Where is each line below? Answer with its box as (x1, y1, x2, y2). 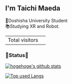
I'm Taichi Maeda (5, 4, 61, 13)
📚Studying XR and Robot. (5, 23, 60, 29)
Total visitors (8, 36, 39, 44)
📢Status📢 (5, 52, 29, 59)
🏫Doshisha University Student (5, 17, 68, 23)
